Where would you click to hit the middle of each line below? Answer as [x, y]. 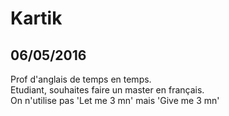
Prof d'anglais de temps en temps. [81, 79]
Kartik [36, 18]
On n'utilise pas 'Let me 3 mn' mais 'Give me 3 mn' [115, 100]
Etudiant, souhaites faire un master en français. [107, 90]
